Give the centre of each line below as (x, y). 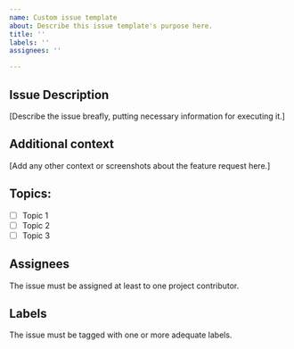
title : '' (28, 34)
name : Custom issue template (63, 17)
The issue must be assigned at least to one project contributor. (124, 286)
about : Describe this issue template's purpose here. (111, 26)
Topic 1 (35, 215)
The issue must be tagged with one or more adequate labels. (121, 335)
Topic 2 (36, 225)
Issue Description (59, 95)
